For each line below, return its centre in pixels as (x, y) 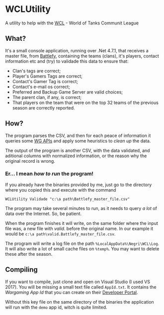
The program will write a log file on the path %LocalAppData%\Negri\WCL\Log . (82, 243)
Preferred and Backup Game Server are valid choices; (68, 92)
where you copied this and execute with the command (61, 190)
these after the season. (29, 254)
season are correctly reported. (44, 107)
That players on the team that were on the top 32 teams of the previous (85, 103)
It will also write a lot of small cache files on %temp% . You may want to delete (82, 249)
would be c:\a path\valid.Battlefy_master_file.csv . (60, 234)
